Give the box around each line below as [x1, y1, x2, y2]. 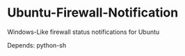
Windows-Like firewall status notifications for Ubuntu [7, 28, 160, 36]
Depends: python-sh [7, 41, 67, 49]
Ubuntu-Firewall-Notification [7, 5, 179, 21]
